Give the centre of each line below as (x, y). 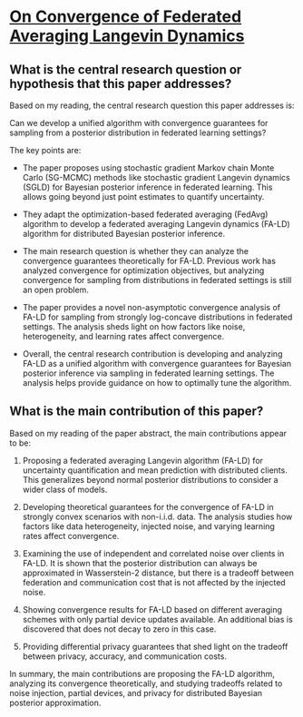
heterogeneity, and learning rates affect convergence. (123, 336)
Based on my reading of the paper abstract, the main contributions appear (148, 433)
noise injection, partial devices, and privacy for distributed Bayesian (136, 692)
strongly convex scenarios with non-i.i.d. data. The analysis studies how (157, 516)
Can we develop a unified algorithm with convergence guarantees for (139, 123)
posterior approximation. (55, 702)
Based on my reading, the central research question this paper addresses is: (152, 105)
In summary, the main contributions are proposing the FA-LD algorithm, (142, 673)
